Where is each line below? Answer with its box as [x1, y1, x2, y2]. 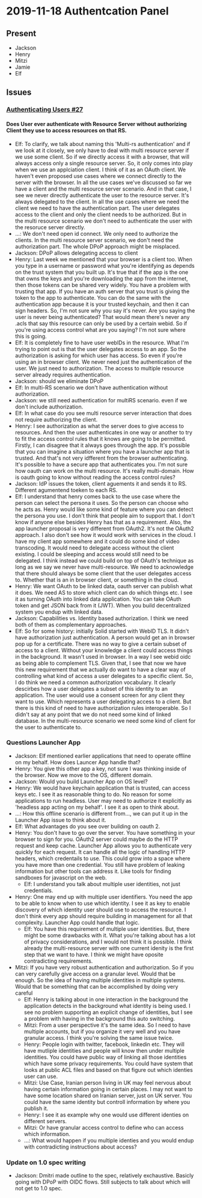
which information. [23, 1130, 71, 1138]
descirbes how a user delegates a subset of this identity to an [14, 685, 168, 692]
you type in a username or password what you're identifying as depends [14, 262, 195, 269]
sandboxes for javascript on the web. [14, 873, 107, 881]
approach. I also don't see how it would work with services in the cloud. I [14, 531, 196, 538]
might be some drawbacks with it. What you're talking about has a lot [23, 931, 195, 939]
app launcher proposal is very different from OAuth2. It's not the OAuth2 [14, 525, 194, 532]
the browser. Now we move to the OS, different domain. [14, 771, 153, 779]
